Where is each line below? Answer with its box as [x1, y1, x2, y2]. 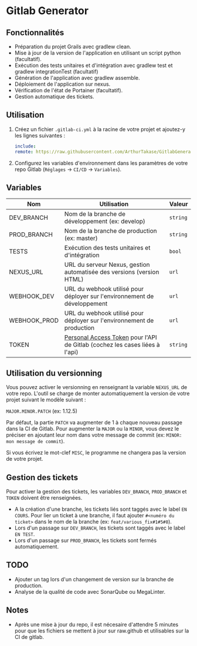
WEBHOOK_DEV [9, 292, 55, 300]
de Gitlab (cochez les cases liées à [64, 341, 160, 349]
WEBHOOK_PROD [9, 316, 59, 324]
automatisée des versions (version [64, 268, 159, 276]
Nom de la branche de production [64, 227, 157, 235]
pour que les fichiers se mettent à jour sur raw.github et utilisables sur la [14, 627, 189, 634]
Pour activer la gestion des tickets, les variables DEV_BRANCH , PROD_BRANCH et [6, 488, 187, 495]
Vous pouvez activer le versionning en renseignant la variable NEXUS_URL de [6, 384, 188, 391]
